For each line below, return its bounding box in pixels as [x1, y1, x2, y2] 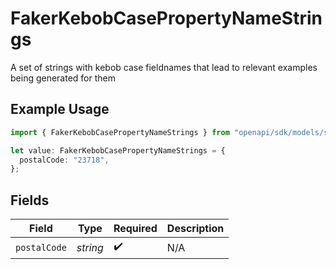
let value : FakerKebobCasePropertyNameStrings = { [10, 145, 226, 156]
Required [113, 222, 158, 236]
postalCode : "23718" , [19, 155, 110, 165]
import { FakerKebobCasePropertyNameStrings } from [10, 127, 230, 137]
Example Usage [10, 101, 110, 118]
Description [166, 222, 225, 236]
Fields [10, 192, 50, 209]
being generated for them [10, 72, 117, 84]
